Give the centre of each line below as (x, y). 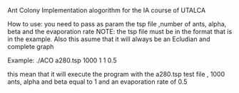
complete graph (31, 46)
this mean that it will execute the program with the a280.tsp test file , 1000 (116, 74)
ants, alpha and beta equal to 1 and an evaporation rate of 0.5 (97, 82)
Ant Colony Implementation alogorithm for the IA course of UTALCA (106, 10)
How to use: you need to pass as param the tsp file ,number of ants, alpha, (117, 24)
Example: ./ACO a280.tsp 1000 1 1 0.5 (62, 60)
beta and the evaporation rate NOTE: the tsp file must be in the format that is (120, 32)
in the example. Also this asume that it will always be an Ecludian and (109, 39)
